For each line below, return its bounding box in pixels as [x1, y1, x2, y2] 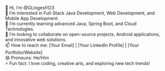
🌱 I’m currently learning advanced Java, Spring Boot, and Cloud [5, 20, 137, 26]
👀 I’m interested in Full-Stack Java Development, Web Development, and [5, 10, 155, 16]
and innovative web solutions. [5, 36, 67, 42]
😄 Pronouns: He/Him [5, 55, 49, 60]
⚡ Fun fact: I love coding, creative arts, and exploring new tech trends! [5, 60, 150, 66]
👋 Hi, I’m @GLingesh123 [5, 5, 55, 10]
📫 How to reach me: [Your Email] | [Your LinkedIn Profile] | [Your [5, 42, 139, 48]
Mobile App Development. [5, 15, 59, 21]
